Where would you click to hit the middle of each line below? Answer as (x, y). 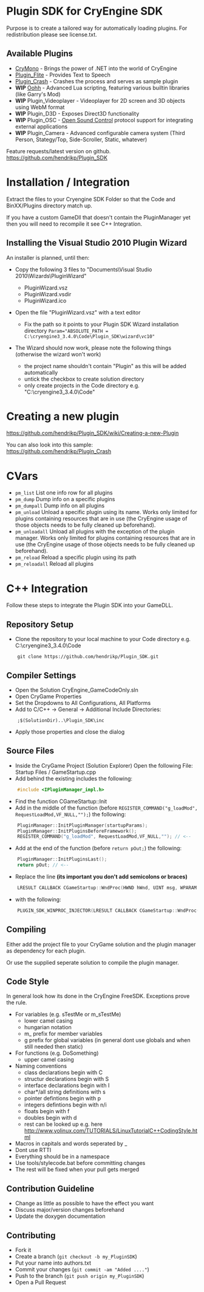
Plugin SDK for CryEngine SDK (85, 11)
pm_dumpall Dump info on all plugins (60, 505)
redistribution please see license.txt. (52, 34)
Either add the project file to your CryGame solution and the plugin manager (101, 944)
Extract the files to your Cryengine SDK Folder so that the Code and (91, 199)
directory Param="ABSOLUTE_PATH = (66, 330)
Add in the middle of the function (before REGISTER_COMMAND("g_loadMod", (106, 808)
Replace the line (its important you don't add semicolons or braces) (101, 877)
